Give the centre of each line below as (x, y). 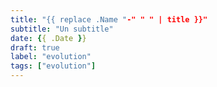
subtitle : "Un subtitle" (62, 29)
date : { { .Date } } (48, 38)
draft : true (35, 47)
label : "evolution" (51, 57)
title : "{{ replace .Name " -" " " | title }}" (109, 19)
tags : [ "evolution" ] (53, 66)
